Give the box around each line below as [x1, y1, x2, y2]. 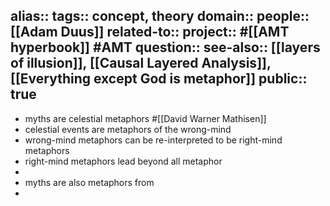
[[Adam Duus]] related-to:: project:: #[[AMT [10, 24, 290, 41]
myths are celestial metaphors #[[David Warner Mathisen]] [24, 112, 267, 124]
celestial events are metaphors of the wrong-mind [24, 123, 232, 135]
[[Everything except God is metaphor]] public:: [10, 70, 308, 88]
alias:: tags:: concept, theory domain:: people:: [10, 8, 310, 25]
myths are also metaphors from [24, 176, 155, 188]
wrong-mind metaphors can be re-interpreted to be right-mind [24, 134, 283, 146]
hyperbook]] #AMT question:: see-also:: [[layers [10, 39, 321, 56]
